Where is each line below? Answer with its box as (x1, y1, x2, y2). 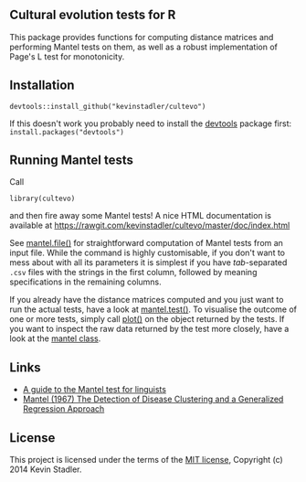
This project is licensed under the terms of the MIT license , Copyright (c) (9, 455, 283, 466)
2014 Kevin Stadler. (9, 464, 82, 475)
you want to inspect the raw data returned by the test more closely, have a (9, 324, 290, 335)
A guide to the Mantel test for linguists (22, 384, 167, 395)
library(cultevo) (9, 194, 76, 204)
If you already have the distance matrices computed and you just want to (9, 295, 284, 305)
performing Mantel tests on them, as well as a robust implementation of (9, 41, 279, 52)
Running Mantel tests (9, 153, 134, 168)
